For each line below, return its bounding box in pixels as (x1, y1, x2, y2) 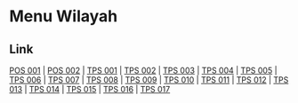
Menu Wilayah (9, 6, 118, 27)
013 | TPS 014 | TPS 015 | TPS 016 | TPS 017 (9, 84, 171, 94)
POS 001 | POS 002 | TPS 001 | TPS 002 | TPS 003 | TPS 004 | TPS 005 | (9, 65, 278, 75)
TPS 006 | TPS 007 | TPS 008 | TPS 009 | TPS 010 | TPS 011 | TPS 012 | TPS (9, 75, 289, 85)
